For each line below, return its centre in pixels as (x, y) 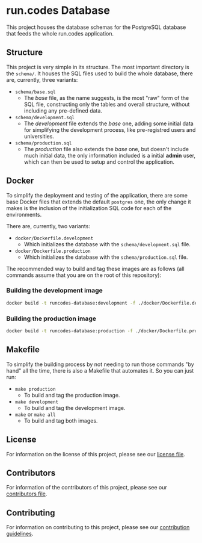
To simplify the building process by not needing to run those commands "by (100, 364)
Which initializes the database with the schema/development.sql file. (107, 244)
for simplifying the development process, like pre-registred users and (110, 129)
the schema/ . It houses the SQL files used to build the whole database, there (100, 73)
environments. (24, 214)
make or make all (35, 414)
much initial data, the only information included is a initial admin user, (110, 155)
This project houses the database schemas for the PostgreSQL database (96, 27)
